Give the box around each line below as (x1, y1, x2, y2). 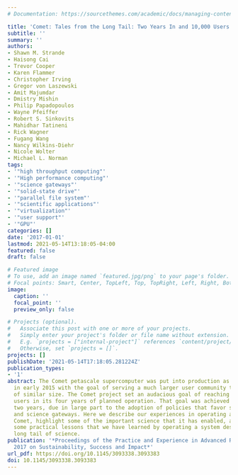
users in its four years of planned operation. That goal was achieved (13, 397, 230, 404)
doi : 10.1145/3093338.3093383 (7, 457, 97, 464)
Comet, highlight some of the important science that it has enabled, (13, 417, 227, 425)
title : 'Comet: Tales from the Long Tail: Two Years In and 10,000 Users (7, 23, 230, 30)
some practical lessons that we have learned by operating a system (13, 424, 220, 431)
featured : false (7, 247, 55, 254)
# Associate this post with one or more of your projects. (7, 325, 192, 333)
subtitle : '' (7, 30, 46, 37)
